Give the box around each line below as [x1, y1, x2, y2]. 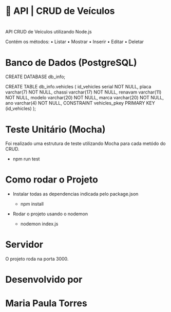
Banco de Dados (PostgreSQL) [5, 57, 137, 68]
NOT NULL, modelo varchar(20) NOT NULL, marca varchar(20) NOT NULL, [5, 95, 164, 101]
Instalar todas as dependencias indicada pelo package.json [12, 191, 139, 197]
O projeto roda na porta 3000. [5, 256, 69, 262]
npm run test [12, 156, 40, 162]
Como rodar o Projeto [5, 174, 99, 186]
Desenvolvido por [5, 274, 83, 285]
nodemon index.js [20, 221, 59, 227]
